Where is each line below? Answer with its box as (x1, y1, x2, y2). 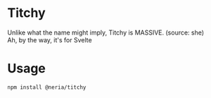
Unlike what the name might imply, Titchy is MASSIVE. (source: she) (7, 28, 205, 37)
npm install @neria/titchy (7, 83, 87, 91)
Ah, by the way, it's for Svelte (7, 35, 93, 44)
